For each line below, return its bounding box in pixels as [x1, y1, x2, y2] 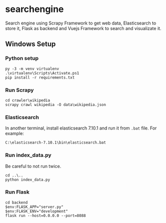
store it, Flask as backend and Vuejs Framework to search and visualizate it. [5, 25, 161, 31]
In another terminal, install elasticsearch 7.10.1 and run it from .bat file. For [5, 125, 157, 131]
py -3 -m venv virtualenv [5, 66, 59, 71]
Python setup [5, 55, 39, 62]
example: [5, 130, 24, 136]
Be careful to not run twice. [5, 163, 61, 169]
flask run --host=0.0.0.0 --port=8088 [5, 213, 86, 218]
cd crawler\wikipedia [5, 97, 50, 103]
